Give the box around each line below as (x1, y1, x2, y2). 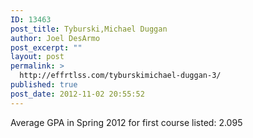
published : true (10, 80, 78, 90)
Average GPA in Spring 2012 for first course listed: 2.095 (10, 116, 243, 128)
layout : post (10, 52, 65, 62)
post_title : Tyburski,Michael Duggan (10, 24, 168, 34)
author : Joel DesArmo (10, 33, 101, 43)
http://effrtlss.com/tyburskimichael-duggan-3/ (19, 71, 222, 81)
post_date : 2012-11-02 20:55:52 (10, 89, 145, 99)
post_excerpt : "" (10, 42, 83, 53)
